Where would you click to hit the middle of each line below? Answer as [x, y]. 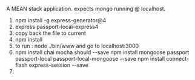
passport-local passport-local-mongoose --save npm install [90, 59]
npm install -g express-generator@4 [61, 20]
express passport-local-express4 [57, 27]
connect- [178, 59]
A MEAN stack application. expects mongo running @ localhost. [86, 9]
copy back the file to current [51, 33]
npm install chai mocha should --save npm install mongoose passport [102, 52]
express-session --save [59, 65]
